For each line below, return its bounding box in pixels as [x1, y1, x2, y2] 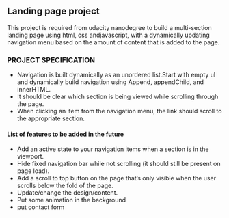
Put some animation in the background [16, 196, 126, 204]
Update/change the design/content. [16, 189, 118, 197]
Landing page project [7, 5, 100, 17]
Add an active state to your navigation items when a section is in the [16, 145, 209, 153]
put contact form [16, 203, 65, 211]
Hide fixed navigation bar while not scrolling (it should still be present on [16, 160, 221, 168]
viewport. [16, 152, 44, 161]
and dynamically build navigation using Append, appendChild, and [16, 78, 204, 86]
